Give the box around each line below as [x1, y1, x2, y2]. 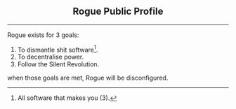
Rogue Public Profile [72, 6, 164, 17]
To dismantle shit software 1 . [17, 44, 98, 54]
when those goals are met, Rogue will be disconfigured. [7, 73, 169, 82]
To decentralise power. [17, 52, 84, 61]
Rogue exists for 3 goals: [7, 31, 79, 39]
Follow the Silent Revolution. [17, 60, 100, 68]
